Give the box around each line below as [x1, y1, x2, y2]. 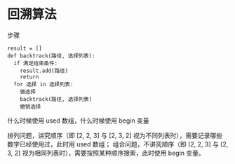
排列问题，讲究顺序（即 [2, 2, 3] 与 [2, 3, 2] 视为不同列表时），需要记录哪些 [7, 131, 223, 139]
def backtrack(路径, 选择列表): [7, 52, 96, 60]
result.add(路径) [20, 67, 69, 74]
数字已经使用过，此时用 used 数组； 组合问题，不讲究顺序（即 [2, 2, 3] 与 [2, [7, 139, 229, 148]
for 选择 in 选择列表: [13, 81, 74, 88]
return [20, 73, 39, 81]
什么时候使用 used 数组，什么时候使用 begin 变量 [7, 116, 149, 125]
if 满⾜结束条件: [13, 60, 58, 67]
